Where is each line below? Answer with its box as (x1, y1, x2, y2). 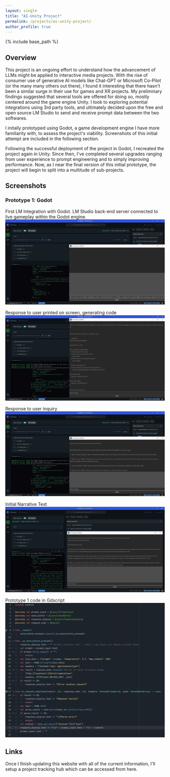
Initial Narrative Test (5, 501, 47, 507)
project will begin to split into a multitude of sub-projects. (5, 167, 125, 173)
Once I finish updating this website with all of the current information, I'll (5, 761, 155, 767)
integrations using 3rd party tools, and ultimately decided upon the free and (5, 104, 163, 111)
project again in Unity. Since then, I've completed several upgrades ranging (5, 151, 162, 157)
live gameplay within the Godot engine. (5, 213, 87, 220)
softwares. (5, 115, 28, 121)
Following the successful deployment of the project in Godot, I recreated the (5, 146, 164, 152)
